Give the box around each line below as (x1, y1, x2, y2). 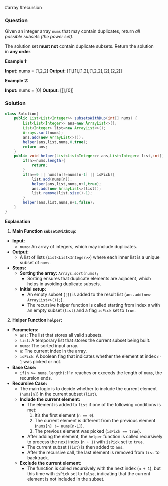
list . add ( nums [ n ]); (31, 177, 72, 182)
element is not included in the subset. (27, 476, 105, 482)
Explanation (5, 218, 31, 224)
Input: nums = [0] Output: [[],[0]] (5, 87, 74, 93)
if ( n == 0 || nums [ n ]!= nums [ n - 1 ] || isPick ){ (23, 172, 115, 177)
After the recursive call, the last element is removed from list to (27, 449, 160, 455)
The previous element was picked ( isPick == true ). (34, 428, 141, 434)
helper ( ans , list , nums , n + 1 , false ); (23, 200, 95, 205)
